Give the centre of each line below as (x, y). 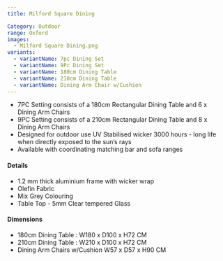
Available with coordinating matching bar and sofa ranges (100, 149)
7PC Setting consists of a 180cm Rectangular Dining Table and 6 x (112, 105)
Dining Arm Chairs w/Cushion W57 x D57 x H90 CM (92, 250)
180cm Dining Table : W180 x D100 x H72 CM (82, 234)
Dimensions (25, 219)
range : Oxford (28, 33)
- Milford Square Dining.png (56, 46)
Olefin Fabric (36, 188)
